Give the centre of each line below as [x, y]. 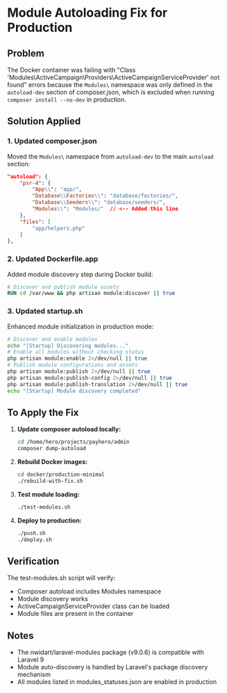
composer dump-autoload [52, 449]
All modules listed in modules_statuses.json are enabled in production [117, 682]
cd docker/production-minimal [61, 475]
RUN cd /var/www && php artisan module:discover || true [91, 294]
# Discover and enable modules [52, 339]
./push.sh [32, 533]
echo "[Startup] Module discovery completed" [74, 391]
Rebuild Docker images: [52, 462]
